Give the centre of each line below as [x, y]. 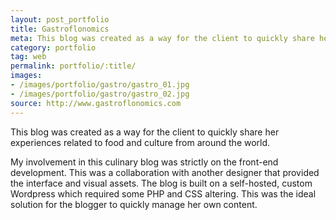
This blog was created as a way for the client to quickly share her [145, 132]
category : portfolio [53, 47]
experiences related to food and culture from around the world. [140, 142]
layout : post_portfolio [60, 19]
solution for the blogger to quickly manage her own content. [134, 204]
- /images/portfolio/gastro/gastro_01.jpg [100, 85]
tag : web [28, 57]
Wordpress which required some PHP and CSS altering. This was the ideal [163, 193]
